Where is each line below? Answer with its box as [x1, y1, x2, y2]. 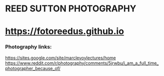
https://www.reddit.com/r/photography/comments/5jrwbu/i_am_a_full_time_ [5, 60, 159, 66]
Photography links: [5, 43, 52, 50]
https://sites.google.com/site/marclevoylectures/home [5, 55, 116, 61]
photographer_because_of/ [5, 65, 61, 71]
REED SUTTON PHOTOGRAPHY [5, 3, 137, 14]
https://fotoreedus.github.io [5, 26, 124, 37]
